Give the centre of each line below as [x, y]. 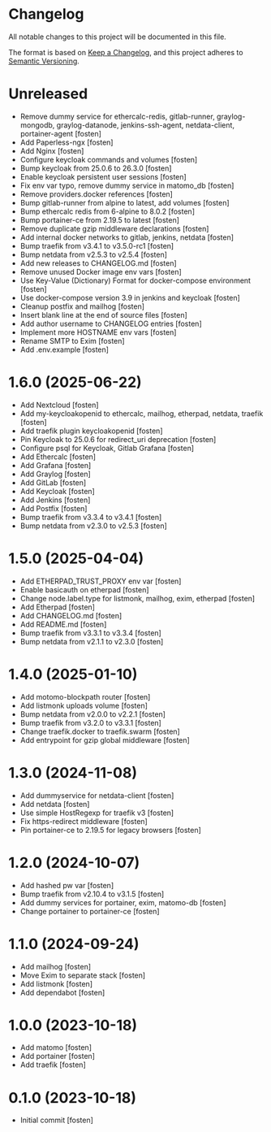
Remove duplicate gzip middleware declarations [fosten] [114, 228]
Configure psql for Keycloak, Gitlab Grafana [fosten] [107, 448]
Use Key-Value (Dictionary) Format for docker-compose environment [135, 280]
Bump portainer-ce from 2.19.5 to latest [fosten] [100, 219]
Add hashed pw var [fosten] [67, 885]
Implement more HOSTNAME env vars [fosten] [98, 332]
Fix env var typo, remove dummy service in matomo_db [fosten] [127, 185]
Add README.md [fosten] [63, 624]
